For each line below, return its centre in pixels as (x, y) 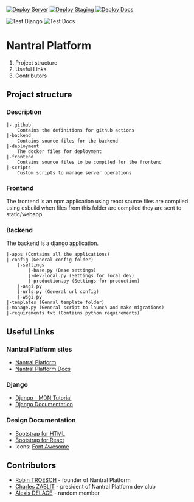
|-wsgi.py (30, 297)
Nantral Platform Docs (43, 369)
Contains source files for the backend (68, 141)
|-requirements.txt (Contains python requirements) (73, 313)
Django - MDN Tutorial (43, 398)
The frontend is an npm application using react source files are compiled (97, 201)
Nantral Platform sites (39, 349)
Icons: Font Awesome (42, 446)
